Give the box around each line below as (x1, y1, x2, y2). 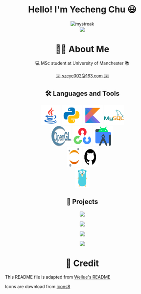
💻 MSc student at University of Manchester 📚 (35, 60, 130, 66)
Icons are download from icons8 (5, 283, 70, 289)
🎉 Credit (65, 258, 99, 269)
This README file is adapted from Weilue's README (5, 274, 111, 280)
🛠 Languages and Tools (45, 89, 120, 98)
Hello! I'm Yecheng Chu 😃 (28, 4, 137, 15)
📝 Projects (66, 197, 98, 206)
